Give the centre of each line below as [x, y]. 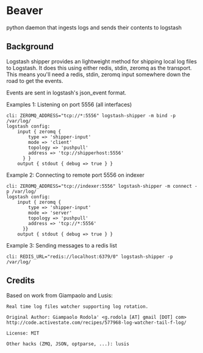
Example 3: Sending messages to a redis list [62, 245]
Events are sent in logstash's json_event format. [66, 93]
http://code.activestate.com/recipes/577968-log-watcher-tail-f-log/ [97, 323]
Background [30, 47]
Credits [21, 281]
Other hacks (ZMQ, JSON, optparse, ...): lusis [68, 344]
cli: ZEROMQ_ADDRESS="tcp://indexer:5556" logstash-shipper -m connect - [102, 186]
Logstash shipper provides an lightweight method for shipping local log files [101, 61]
